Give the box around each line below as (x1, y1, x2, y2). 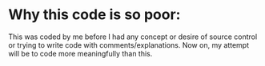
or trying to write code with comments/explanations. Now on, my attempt (8, 40, 250, 49)
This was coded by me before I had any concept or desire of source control (8, 32, 258, 41)
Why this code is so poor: (8, 6, 181, 24)
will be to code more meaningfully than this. (8, 49, 153, 58)
